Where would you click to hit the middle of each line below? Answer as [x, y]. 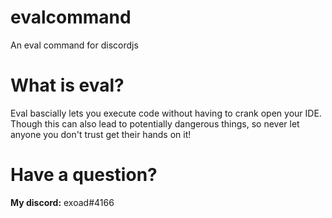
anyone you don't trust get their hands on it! [101, 134]
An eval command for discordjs [74, 45]
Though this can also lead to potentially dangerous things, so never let [155, 123]
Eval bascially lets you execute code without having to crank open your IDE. [166, 113]
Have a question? [84, 175]
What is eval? [67, 85]
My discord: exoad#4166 [62, 202]
